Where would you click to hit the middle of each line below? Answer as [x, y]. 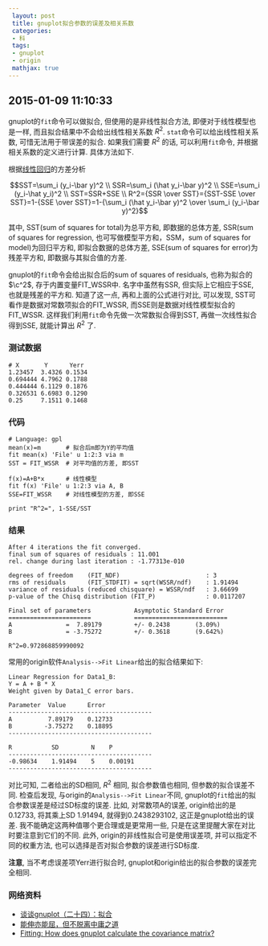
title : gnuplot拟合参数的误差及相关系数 [73, 23]
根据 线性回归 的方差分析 [47, 169]
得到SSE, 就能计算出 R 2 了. [52, 324]
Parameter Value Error [57, 705]
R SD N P [61, 748]
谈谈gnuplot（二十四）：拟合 [66, 915]
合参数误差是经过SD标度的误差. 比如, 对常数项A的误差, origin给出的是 [122, 805]
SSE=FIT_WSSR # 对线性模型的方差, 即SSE [77, 495]
